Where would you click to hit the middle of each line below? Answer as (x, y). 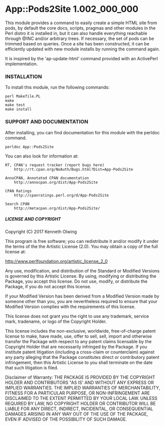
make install (18, 110)
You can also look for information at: (42, 156)
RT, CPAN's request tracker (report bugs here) (55, 165)
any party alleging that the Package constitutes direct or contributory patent (82, 357)
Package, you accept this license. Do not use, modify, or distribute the (76, 281)
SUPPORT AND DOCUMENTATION (47, 122)
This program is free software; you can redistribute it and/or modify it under (82, 241)
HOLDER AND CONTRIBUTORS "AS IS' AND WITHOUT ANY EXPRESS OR (80, 382)
